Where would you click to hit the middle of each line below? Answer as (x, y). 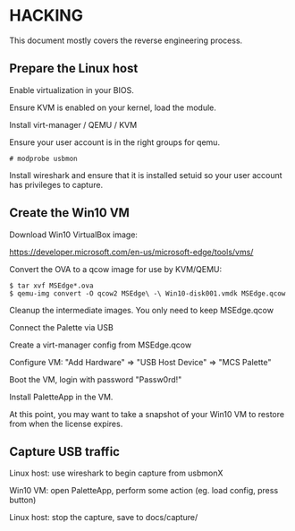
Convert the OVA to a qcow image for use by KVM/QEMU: (116, 269)
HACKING (46, 16)
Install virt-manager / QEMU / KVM (73, 124)
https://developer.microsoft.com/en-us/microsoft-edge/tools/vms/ (131, 252)
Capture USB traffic (65, 452)
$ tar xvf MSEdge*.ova (51, 286)
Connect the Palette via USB (61, 327)
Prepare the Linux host (74, 69)
